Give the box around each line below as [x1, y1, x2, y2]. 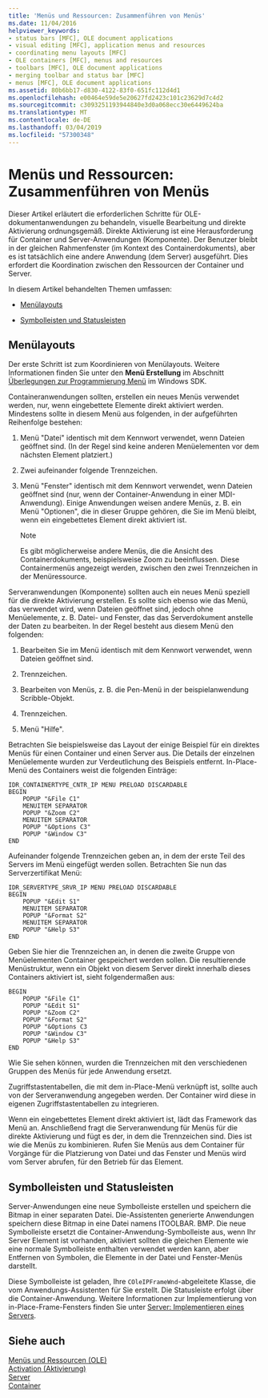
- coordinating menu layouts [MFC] [8, 49, 127, 57]
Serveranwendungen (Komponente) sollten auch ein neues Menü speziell [8, 587, 250, 597]
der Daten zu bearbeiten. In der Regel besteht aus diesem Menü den [8, 622, 234, 631]
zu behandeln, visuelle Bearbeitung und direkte [90, 217, 246, 227]
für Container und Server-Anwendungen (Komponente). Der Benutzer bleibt [8, 234, 258, 244]
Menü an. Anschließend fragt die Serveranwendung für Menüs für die [8, 1123, 238, 1133]
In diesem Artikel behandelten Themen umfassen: [8, 284, 172, 293]
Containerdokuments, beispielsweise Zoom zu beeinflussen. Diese [19, 554, 240, 565]
